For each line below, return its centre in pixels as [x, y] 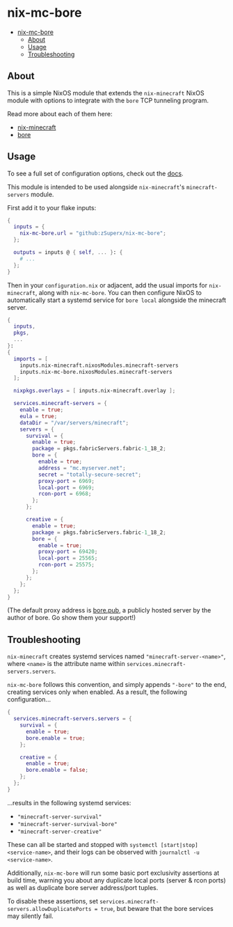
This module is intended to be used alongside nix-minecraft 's [96, 187]
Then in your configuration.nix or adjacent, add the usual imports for [107, 285]
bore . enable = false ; [57, 770]
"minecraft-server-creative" [59, 832]
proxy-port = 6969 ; [66, 481]
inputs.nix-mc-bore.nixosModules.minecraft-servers [96, 372]
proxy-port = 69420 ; [68, 552]
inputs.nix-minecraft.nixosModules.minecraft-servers [99, 365]
